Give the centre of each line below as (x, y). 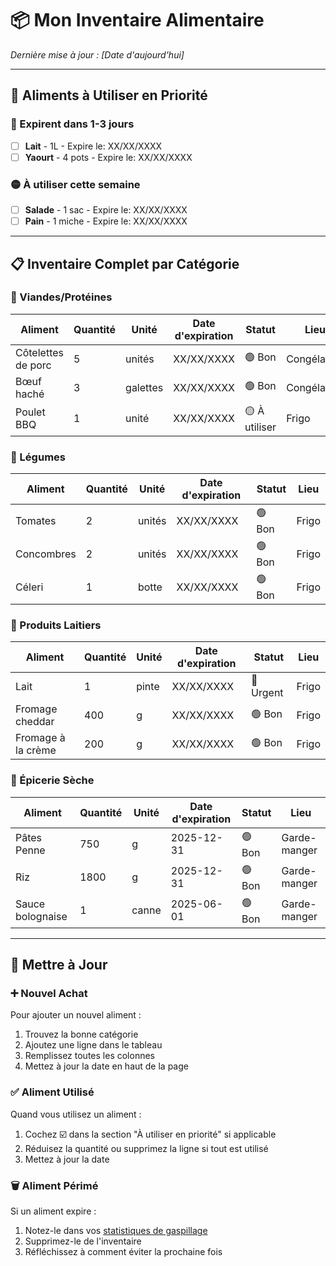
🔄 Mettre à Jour (59, 965)
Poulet (30, 412)
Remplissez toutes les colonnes (89, 1056)
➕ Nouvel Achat (49, 994)
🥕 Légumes (38, 457)
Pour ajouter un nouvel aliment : (76, 1015)
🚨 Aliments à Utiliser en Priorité (109, 95)
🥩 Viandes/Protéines (61, 297)
